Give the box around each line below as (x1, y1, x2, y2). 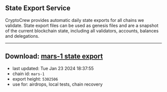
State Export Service (5, 4, 71, 12)
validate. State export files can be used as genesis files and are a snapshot (5, 22, 159, 28)
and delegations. (5, 33, 40, 39)
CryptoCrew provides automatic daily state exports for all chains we (5, 17, 144, 23)
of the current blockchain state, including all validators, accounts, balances (5, 27, 159, 34)
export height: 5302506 (12, 76, 58, 82)
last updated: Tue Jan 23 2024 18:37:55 (12, 65, 94, 71)
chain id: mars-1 (12, 71, 45, 77)
